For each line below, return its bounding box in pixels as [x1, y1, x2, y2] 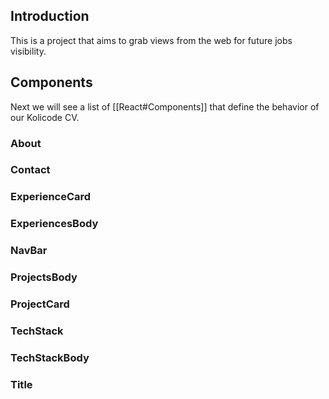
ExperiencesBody [10, 217, 99, 231]
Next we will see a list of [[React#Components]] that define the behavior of [10, 100, 320, 113]
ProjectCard [10, 297, 70, 311]
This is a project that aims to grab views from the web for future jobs [10, 34, 293, 46]
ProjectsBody [10, 270, 78, 284]
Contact [10, 163, 51, 177]
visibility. [10, 45, 47, 57]
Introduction [10, 8, 90, 25]
